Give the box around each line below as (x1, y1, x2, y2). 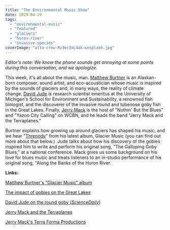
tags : (5, 17, 17, 22)
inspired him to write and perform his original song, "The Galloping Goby (5, 143, 157, 150)
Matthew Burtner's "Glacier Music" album (5, 179, 92, 185)
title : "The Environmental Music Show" (5, 7, 90, 13)
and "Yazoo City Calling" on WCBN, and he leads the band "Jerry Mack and (5, 112, 163, 118)
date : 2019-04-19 (5, 12, 42, 17)
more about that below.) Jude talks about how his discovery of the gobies (5, 138, 161, 144)
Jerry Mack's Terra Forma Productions (5, 219, 86, 225)
